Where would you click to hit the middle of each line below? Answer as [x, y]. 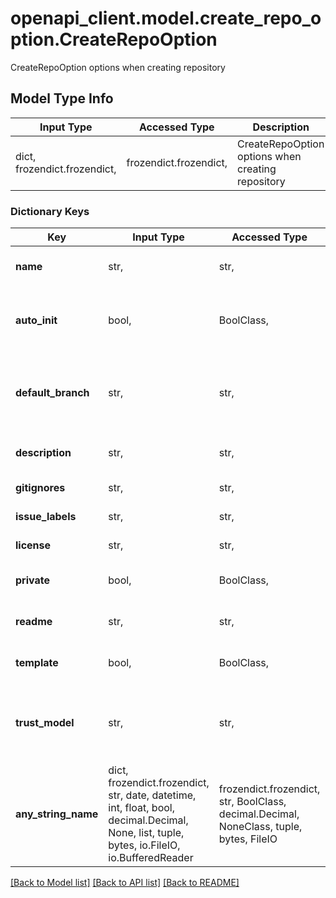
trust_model [45, 723]
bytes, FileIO [248, 839]
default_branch [52, 393]
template [37, 663]
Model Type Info [62, 98]
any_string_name [57, 814]
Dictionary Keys [50, 211]
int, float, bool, [141, 808]
